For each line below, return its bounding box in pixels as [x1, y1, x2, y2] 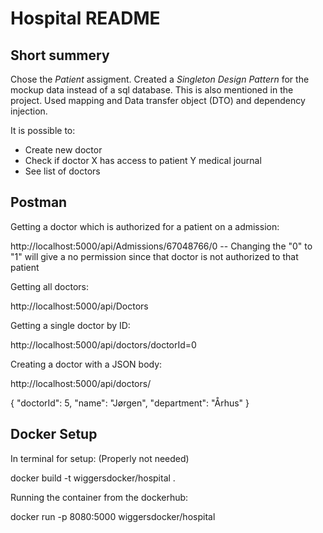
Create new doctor [24, 144, 103, 156]
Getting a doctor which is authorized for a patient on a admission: [10, 220, 280, 232]
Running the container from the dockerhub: [10, 491, 189, 503]
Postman [10, 194, 68, 211]
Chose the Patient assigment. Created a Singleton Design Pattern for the [10, 73, 310, 85]
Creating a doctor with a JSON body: [10, 358, 163, 370]
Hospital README [10, 7, 161, 30]
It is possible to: [10, 125, 76, 136]
